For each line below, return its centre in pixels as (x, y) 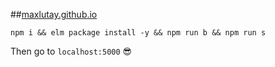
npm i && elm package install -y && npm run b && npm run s (138, 33)
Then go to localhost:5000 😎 (71, 51)
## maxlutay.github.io (54, 14)
